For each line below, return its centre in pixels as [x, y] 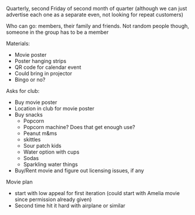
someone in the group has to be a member [57, 32]
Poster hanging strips [40, 61]
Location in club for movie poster [54, 108]
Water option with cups [51, 152]
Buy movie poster [36, 102]
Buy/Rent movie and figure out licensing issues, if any [79, 171]
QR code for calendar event [48, 67]
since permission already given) [53, 199]
